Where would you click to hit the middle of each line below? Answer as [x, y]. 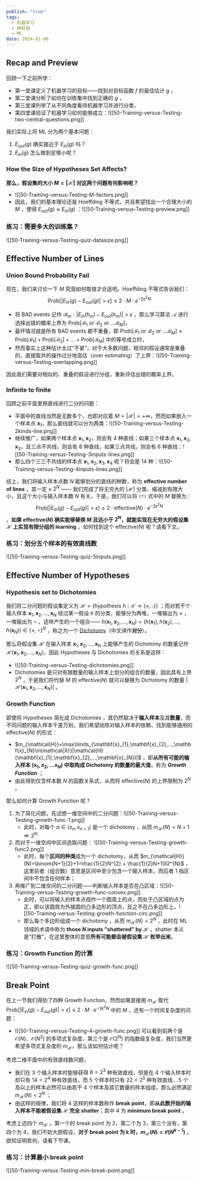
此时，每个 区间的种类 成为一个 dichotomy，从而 [81, 856]
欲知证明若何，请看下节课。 [40, 1140]
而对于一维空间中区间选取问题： [53, 843]
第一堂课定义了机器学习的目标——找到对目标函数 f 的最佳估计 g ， [95, 90]
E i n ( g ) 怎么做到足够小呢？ [46, 153]
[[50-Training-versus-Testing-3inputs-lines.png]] [74, 454]
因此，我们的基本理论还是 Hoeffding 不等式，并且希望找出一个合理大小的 [103, 201]
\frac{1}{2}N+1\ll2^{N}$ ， [159, 864]
